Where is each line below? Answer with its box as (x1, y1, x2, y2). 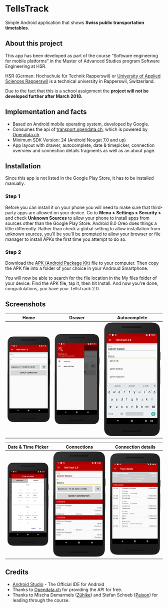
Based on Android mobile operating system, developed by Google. (12, 121, 149, 127)
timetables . (5, 24, 29, 30)
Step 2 (5, 248, 21, 255)
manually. (5, 180, 25, 186)
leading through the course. (12, 597, 70, 603)
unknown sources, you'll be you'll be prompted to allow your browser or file (5, 231, 161, 237)
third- (151, 204, 163, 210)
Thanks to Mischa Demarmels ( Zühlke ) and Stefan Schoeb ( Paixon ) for (12, 592, 158, 598)
